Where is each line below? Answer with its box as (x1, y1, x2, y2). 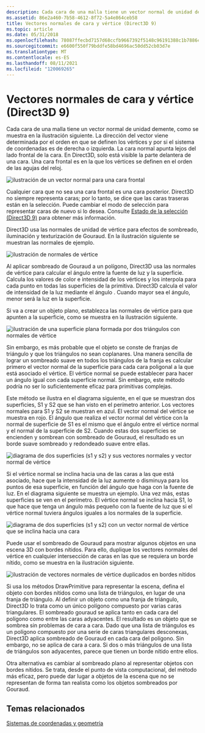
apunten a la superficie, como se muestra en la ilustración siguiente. (6, 313, 178, 321)
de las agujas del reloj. (6, 165, 63, 172)
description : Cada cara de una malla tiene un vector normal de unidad (6, 9, 192, 15)
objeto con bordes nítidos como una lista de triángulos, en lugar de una (6, 589, 185, 597)
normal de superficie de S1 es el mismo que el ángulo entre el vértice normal (6, 420, 199, 428)
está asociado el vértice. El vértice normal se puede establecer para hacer (6, 370, 193, 377)
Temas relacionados (6, 703, 85, 713)
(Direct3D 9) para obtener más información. (6, 214, 117, 221)
